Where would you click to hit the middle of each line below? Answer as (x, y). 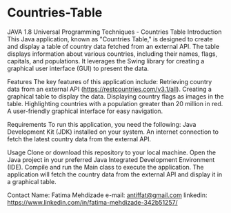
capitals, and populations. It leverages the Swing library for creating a (106, 61)
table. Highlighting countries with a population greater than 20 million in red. (115, 103)
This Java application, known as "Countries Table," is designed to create (110, 39)
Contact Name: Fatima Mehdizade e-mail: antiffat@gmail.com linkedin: (107, 195)
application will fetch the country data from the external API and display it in (115, 174)
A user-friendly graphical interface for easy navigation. (85, 111)
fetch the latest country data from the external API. (79, 139)
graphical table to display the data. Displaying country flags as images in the (115, 96)
